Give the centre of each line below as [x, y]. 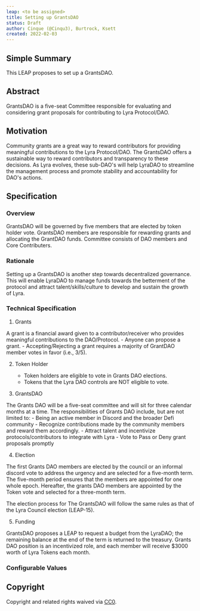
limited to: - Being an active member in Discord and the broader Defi [90, 418]
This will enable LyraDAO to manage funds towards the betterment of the [96, 280]
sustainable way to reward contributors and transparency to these [87, 158]
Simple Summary [39, 58]
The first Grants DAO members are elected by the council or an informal [95, 466]
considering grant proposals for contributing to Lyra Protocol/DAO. [88, 112]
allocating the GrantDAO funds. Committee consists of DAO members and [97, 239]
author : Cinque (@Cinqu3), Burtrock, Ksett [61, 28]
